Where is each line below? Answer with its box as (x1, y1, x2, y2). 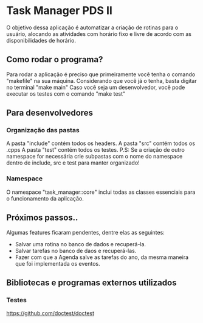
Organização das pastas (6, 126, 80, 135)
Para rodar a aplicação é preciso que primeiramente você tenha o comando (6, 71, 196, 78)
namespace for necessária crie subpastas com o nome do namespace (6, 153, 183, 160)
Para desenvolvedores (6, 108, 93, 118)
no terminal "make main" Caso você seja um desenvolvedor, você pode (6, 83, 185, 91)
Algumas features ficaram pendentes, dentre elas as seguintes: (6, 229, 165, 236)
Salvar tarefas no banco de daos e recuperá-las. (15, 247, 137, 254)
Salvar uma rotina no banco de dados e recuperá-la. (15, 240, 146, 247)
